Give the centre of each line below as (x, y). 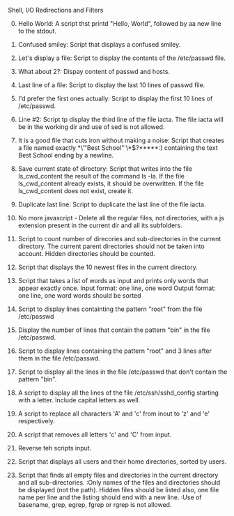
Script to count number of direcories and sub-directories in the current (119, 239)
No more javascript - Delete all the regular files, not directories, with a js (121, 218)
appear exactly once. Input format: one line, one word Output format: (117, 288)
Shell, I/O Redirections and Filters (56, 10)
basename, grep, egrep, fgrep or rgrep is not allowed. (95, 504)
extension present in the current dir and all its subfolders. (100, 225)
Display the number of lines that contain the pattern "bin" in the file (114, 330)
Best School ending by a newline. (66, 155)
